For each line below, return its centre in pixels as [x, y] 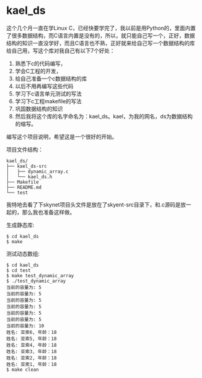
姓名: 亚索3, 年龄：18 [32, 351]
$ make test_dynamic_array [40, 275]
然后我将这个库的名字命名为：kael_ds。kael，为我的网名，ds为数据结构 [104, 116]
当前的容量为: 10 [25, 326]
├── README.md [24, 187]
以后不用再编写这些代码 [44, 86]
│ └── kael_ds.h [29, 177]
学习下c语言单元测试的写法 [48, 94]
